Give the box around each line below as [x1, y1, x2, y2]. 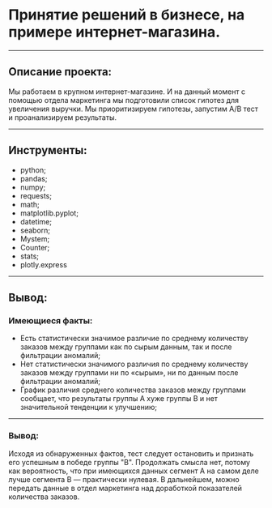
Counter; [19, 242, 50, 252]
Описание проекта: [8, 65, 112, 79]
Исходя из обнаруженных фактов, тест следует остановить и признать [8, 448, 254, 459]
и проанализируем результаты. [8, 112, 117, 122]
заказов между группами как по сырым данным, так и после [19, 342, 232, 352]
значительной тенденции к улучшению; [19, 403, 158, 412]
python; [19, 164, 46, 175]
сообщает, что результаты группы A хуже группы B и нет [19, 394, 219, 403]
